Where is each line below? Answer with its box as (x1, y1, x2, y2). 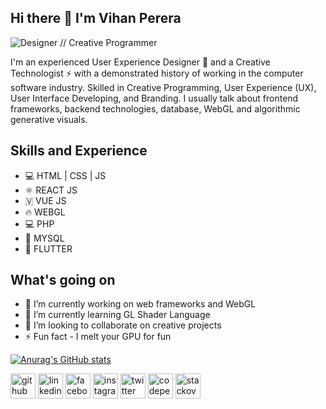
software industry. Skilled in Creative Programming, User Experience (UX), (10, 81, 317, 93)
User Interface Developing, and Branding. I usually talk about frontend (10, 92, 299, 104)
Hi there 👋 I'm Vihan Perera (10, 10, 182, 27)
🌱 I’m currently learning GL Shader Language (24, 309, 211, 321)
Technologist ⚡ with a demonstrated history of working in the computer (10, 67, 304, 79)
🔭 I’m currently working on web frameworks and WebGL (24, 298, 257, 310)
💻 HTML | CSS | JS (24, 169, 107, 181)
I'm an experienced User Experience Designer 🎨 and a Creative (10, 56, 271, 68)
